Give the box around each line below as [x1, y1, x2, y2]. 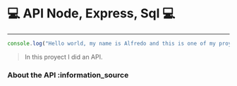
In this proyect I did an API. [24, 52, 103, 61]
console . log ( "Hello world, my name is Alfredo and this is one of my [7, 40, 217, 47]
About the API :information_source [7, 70, 129, 80]
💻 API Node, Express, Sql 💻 [7, 6, 176, 22]
